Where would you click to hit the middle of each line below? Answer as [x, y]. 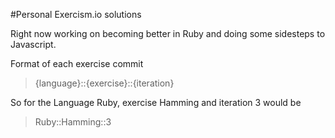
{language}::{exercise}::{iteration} [104, 83]
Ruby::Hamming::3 [73, 122]
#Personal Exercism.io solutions [76, 14]
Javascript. [33, 44]
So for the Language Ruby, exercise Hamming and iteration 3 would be [156, 102]
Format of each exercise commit [77, 63]
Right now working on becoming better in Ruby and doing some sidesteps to [168, 33]
